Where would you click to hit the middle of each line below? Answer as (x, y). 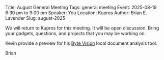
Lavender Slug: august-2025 (35, 18)
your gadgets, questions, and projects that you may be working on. (76, 33)
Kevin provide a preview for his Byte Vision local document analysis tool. (81, 43)
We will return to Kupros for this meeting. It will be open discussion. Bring (82, 28)
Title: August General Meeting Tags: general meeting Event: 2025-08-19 (81, 7)
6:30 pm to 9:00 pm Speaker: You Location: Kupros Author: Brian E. (76, 13)
